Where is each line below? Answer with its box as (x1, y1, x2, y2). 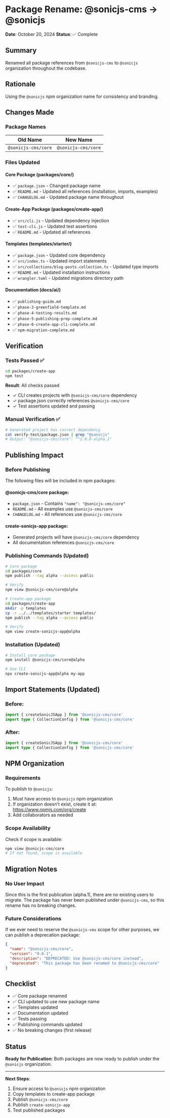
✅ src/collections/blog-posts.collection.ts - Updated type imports (12, 263, 159, 270)
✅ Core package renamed (12, 993, 67, 999)
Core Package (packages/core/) (5, 171, 74, 177)
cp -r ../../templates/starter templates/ (5, 611, 96, 616)
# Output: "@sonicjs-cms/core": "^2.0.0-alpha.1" (5, 437, 112, 442)
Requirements (5, 774, 41, 781)
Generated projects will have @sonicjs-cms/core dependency (12, 534, 140, 540)
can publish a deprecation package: (5, 932, 80, 938)
